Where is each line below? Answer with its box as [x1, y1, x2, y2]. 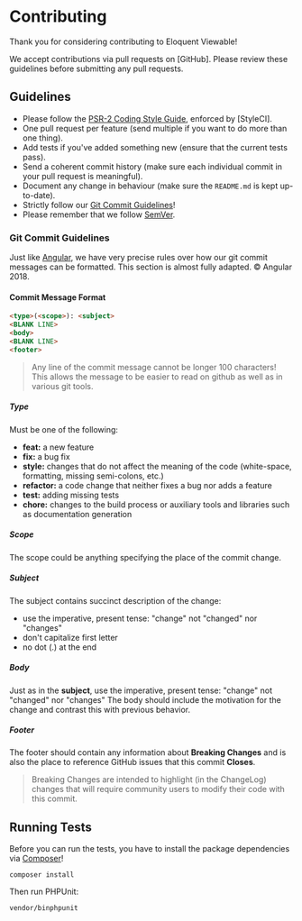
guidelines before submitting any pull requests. [9, 63, 184, 74]
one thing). [22, 132, 63, 143]
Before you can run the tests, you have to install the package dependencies [9, 843, 290, 854]
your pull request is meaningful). [22, 170, 143, 181]
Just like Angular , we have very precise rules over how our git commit [9, 252, 269, 263]
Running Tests [9, 819, 92, 834]
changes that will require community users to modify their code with [31, 784, 286, 795]
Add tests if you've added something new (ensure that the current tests [22, 141, 288, 152]
